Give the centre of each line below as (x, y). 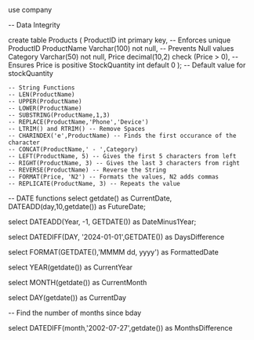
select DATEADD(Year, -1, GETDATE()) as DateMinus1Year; (102, 222)
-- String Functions (42, 88)
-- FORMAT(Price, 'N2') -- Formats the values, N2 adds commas (114, 177)
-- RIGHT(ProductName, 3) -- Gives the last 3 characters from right (124, 163)
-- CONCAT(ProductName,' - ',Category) (73, 150)
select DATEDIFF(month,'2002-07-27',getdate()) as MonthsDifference (120, 328)
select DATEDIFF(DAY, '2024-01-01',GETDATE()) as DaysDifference (116, 237)
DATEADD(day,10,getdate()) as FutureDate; (77, 206)
